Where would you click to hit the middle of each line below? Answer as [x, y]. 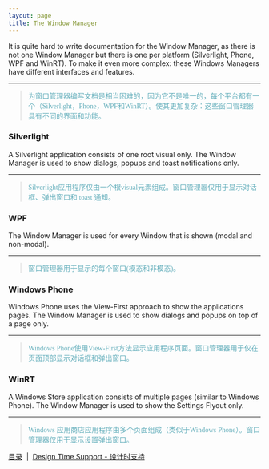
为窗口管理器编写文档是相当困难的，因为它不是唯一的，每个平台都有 [140, 96]
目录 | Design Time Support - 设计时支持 [77, 456]
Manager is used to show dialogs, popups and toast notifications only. [124, 163]
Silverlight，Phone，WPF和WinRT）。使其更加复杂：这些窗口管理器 [148, 106]
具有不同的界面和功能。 [66, 116]
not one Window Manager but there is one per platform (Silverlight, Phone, [131, 55]
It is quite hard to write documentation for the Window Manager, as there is [132, 46]
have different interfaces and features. [72, 71]
